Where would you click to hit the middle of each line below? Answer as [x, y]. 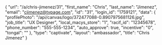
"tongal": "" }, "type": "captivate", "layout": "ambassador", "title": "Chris [77, 33]
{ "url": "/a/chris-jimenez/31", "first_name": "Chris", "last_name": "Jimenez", [81, 7]
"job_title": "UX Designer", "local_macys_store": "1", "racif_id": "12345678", [81, 22]
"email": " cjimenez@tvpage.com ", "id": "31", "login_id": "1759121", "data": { [80, 12]
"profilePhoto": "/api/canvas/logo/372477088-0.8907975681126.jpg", [75, 17]
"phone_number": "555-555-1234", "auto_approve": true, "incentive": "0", [79, 28]
